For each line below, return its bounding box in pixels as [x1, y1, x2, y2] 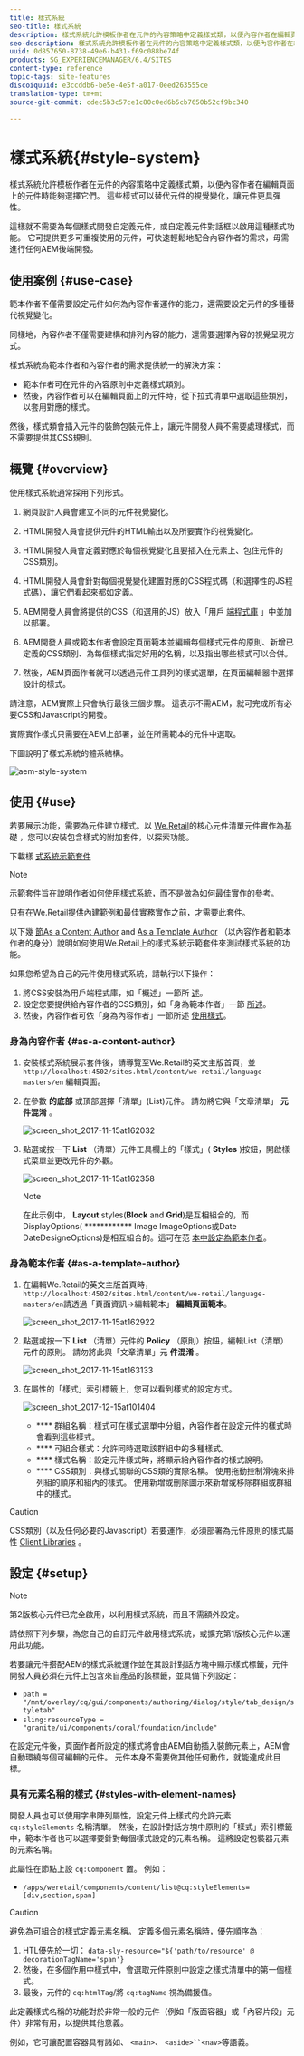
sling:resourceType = [22, 1715, 104, 1725]
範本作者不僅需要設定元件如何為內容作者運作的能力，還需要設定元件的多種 [9, 298, 287, 309]
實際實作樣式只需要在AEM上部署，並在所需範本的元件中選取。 [9, 728, 242, 739]
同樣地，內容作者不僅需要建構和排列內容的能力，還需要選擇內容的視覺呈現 [9, 329, 287, 340]
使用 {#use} [9, 794, 77, 810]
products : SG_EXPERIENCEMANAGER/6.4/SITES [9, 55, 172, 64]
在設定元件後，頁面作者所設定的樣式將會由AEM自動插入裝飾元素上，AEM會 [9, 1741, 290, 1751]
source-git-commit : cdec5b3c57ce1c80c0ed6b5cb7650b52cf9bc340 [9, 97, 249, 107]
